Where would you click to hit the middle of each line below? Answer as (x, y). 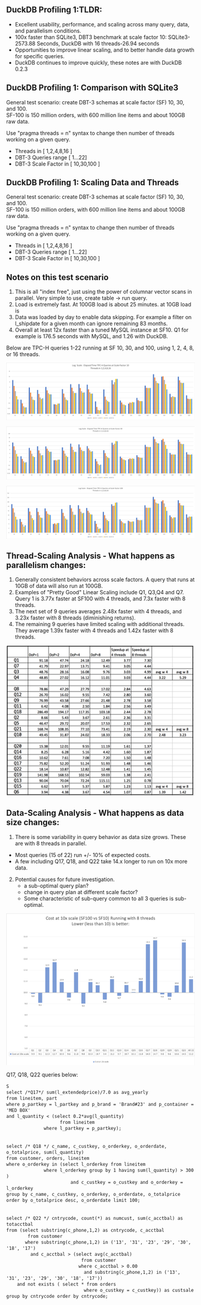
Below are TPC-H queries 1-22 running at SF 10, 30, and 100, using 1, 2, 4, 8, (100, 348)
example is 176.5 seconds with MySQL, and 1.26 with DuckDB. (92, 336)
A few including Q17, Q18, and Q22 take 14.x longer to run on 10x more (101, 861)
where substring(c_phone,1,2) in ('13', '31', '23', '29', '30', (108, 1243)
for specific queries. (39, 56)
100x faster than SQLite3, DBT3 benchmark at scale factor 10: (91, 37)
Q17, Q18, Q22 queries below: (42, 1075)
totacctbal (20, 1225)
